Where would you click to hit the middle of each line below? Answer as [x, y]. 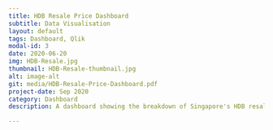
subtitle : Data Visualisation [60, 24]
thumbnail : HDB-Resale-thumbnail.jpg [72, 69]
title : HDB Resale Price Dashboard [69, 16]
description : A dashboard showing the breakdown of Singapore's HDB [127, 106]
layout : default [36, 31]
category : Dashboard [43, 99]
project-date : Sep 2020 [49, 91]
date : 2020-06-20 [38, 54]
